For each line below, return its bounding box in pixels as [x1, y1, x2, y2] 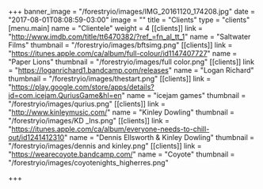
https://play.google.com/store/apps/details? [11, 82, 154, 92]
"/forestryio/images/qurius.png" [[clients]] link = [8, 99, 166, 108]
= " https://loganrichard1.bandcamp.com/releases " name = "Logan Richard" [8, 66, 255, 74]
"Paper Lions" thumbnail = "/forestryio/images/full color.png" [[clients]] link [8, 57, 255, 66]
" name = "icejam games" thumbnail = [121, 91, 246, 100]
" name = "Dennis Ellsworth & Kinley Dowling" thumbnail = [63, 133, 255, 142]
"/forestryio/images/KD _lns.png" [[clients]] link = [8, 116, 170, 125]
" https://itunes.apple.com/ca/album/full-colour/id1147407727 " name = [8, 49, 238, 58]
